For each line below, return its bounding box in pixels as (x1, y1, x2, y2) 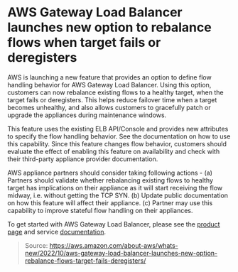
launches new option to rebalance (7, 19, 212, 36)
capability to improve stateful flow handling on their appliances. (7, 206, 193, 214)
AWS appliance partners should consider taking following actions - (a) (7, 168, 213, 177)
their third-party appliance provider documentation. (7, 154, 158, 163)
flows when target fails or (7, 35, 161, 50)
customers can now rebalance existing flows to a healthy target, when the (7, 88, 224, 97)
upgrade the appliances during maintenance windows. (7, 111, 167, 119)
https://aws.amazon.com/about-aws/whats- (49, 241, 179, 249)
